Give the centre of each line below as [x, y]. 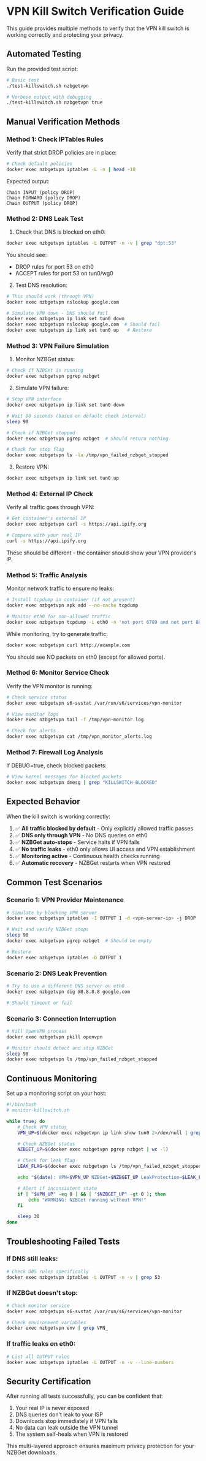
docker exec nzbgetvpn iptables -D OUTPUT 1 [64, 957]
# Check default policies [39, 164]
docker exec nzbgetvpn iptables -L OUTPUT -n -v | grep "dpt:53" [91, 243]
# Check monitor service [38, 1306]
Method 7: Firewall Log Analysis [55, 752]
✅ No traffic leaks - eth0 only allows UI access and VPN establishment [105, 849]
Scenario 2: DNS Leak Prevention [57, 973]
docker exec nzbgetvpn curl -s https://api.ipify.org [77, 524]
